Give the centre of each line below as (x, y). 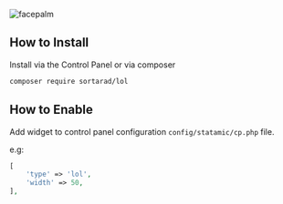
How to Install (49, 42)
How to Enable (51, 110)
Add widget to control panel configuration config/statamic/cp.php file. (142, 131)
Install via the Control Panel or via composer (93, 65)
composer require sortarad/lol (69, 81)
